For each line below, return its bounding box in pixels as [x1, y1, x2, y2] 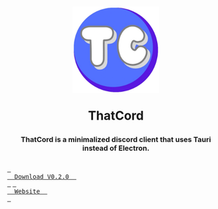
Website [14, 187, 40, 195]
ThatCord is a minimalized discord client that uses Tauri [20, 135, 212, 145]
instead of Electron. [82, 143, 150, 153]
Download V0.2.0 [14, 172, 70, 181]
